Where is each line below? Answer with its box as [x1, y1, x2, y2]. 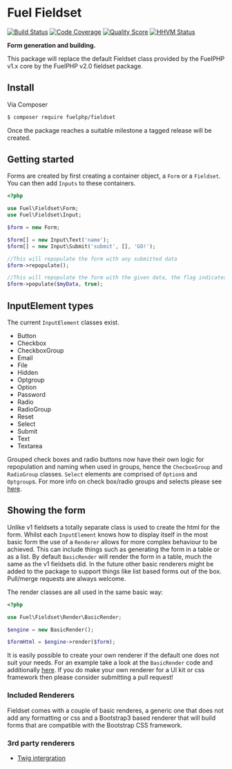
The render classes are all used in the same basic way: [7, 588, 164, 596]
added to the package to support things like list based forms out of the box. [7, 567, 222, 575]
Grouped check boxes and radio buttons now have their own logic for [7, 455, 204, 463]
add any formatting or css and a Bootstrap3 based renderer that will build [7, 714, 216, 722]
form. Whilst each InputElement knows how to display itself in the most [7, 530, 209, 539]
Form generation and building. [7, 41, 96, 49]
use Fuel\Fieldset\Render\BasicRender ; [7, 613, 122, 620]
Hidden [17, 369, 39, 376]
